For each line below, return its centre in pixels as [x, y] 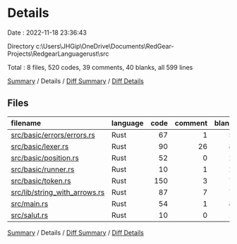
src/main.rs [30, 204]
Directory [21, 46]
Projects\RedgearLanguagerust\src [58, 54]
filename [26, 123]
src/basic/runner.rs [43, 169]
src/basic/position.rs [45, 158]
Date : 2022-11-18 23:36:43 [47, 32]
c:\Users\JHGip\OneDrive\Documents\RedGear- [105, 46]
